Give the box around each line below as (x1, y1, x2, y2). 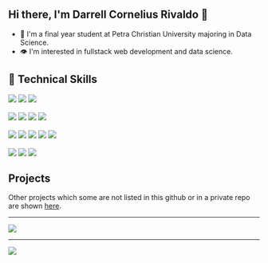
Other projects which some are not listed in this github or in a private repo (8, 193, 250, 202)
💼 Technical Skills (8, 73, 98, 86)
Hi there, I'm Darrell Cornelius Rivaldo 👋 (8, 8, 209, 22)
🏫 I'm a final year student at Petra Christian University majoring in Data (19, 29, 252, 38)
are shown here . (8, 201, 62, 211)
